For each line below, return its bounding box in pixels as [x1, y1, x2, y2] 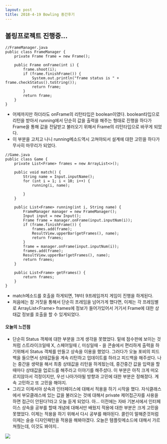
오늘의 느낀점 [5, 324, 31, 330]
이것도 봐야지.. [31, 423, 59, 429]
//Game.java [5, 153, 30, 158]
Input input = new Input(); [23, 214, 81, 219]
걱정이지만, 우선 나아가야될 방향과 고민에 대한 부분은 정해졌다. [34, 373, 154, 379]
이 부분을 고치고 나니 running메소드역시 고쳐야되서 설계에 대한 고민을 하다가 [12, 136, 160, 142]
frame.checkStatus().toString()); [5, 80, 77, 85]
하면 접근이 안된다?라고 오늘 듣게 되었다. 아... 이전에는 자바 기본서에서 [12, 398, 148, 404]
